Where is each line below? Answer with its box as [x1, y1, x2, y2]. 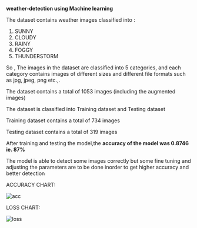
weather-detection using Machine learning [6, 5, 113, 12]
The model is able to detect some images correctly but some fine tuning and [6, 157, 191, 164]
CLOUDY [14, 34, 36, 41]
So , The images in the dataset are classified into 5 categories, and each [6, 64, 181, 71]
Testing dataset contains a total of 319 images [6, 129, 118, 135]
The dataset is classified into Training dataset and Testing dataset [6, 106, 166, 112]
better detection [6, 170, 45, 177]
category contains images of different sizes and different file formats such [6, 71, 186, 77]
